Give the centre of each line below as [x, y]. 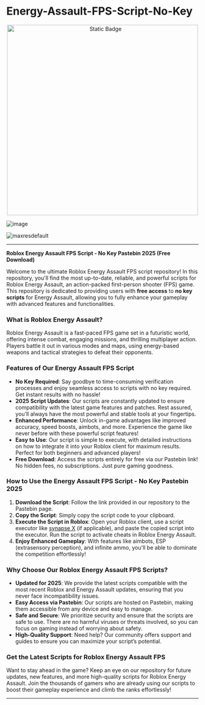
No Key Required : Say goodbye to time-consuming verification [94, 381]
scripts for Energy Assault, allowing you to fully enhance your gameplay [97, 297]
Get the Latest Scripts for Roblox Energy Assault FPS [86, 657]
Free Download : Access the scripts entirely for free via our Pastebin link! [106, 459]
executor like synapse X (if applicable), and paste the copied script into [105, 528]
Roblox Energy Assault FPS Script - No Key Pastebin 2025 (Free [88, 253]
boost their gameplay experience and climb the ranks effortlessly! [89, 690]
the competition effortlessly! [51, 554]
